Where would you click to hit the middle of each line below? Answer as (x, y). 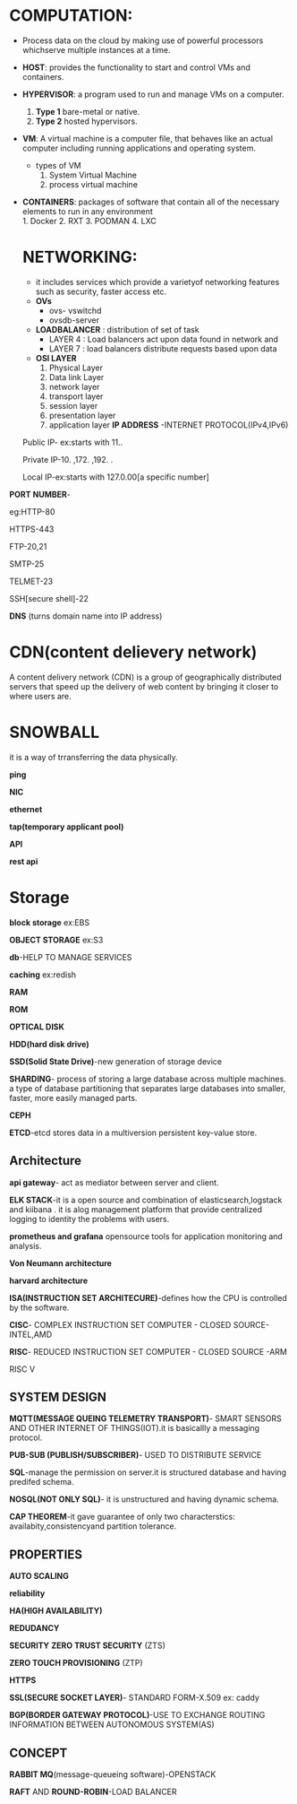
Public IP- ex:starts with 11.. (72, 442)
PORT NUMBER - (40, 494)
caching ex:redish (43, 975)
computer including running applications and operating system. (139, 148)
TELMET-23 (31, 581)
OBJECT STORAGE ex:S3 (56, 940)
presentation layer (82, 415)
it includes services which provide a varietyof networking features (157, 282)
